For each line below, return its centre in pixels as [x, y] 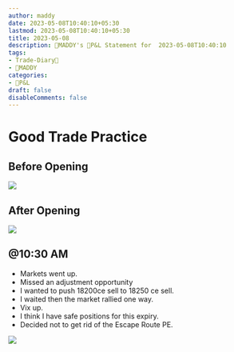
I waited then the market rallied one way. [87, 299]
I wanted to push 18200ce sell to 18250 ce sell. [97, 290]
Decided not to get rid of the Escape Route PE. [96, 324]
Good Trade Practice [78, 137]
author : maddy [32, 16]
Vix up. [32, 307]
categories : [28, 75]
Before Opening [48, 166]
